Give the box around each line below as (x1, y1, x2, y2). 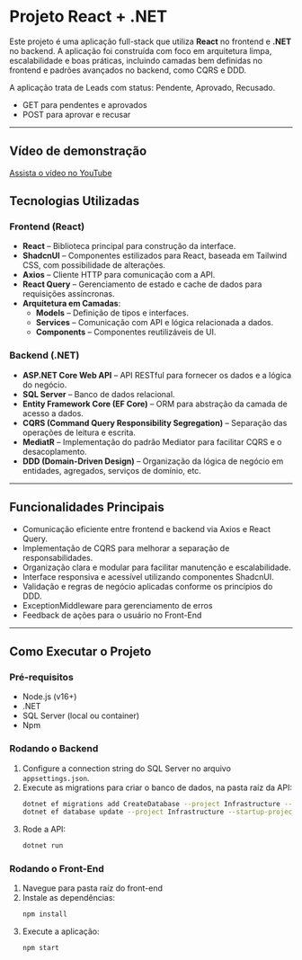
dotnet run (22, 841, 64, 850)
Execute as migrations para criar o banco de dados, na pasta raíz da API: (22, 782, 292, 793)
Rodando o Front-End (9, 863, 105, 876)
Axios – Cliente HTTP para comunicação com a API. (22, 270, 216, 280)
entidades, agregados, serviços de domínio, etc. (22, 465, 202, 476)
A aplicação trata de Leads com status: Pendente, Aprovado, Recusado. (9, 82, 276, 93)
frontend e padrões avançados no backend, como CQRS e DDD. (9, 65, 247, 76)
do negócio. (22, 379, 67, 390)
